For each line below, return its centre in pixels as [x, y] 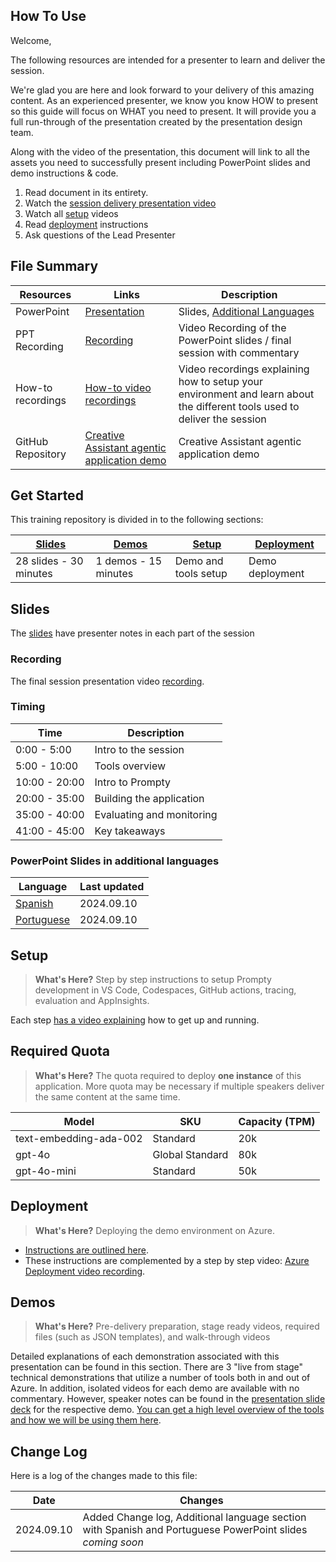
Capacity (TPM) [277, 1121]
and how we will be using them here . [86, 1420]
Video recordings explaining [244, 369]
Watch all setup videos [71, 213]
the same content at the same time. [107, 1096]
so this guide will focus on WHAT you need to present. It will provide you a [163, 111]
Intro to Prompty [133, 782]
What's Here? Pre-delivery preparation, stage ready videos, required [177, 1326]
